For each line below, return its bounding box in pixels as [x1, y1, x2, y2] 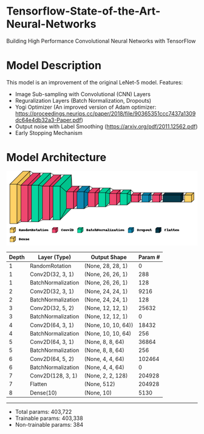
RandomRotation [30, 262, 72, 269]
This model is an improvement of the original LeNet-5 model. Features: [6, 78, 183, 86]
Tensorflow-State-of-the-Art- [6, 4, 161, 18]
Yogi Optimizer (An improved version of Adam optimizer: [15, 103, 157, 111]
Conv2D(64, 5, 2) [30, 355, 75, 362]
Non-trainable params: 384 [15, 421, 84, 429]
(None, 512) [84, 381, 115, 388]
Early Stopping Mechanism [15, 129, 83, 136]
